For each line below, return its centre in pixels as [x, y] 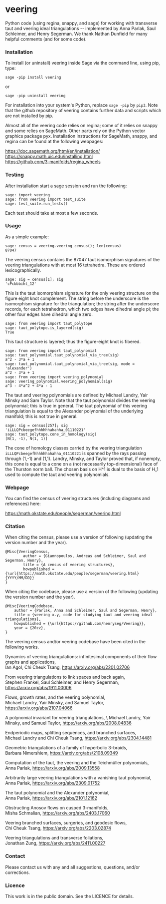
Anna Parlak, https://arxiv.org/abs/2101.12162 [51, 798]
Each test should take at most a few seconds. [52, 213]
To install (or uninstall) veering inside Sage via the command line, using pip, [83, 63]
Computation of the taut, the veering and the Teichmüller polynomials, [77, 763]
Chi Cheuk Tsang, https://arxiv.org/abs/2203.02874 [58, 828]
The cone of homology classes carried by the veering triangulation [74, 448]
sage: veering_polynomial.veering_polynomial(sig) [59, 381]
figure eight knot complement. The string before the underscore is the [77, 298]
